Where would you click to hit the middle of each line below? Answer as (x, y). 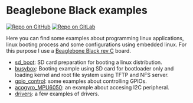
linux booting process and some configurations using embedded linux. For (97, 44)
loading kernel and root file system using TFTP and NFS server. (92, 75)
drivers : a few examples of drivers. (57, 94)
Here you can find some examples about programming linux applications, (95, 38)
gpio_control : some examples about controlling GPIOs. (81, 81)
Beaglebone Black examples (77, 10)
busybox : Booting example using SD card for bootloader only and (94, 68)
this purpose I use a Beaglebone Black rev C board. (68, 50)
